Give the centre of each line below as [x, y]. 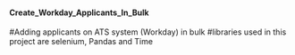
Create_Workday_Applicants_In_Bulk [79, 12]
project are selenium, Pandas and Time [81, 42]
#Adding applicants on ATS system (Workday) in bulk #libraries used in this [148, 32]
